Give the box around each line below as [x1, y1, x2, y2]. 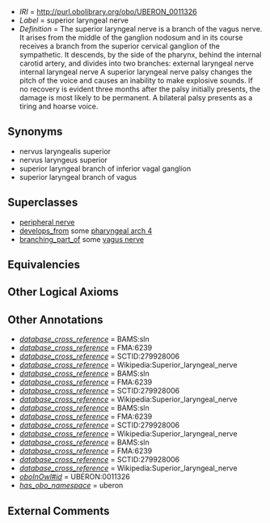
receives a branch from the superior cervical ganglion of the [19, 41, 220, 51]
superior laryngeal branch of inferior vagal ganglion [19, 164, 192, 173]
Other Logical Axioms [7, 285, 119, 299]
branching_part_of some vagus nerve [19, 234, 145, 244]
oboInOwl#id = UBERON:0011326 [19, 472, 130, 482]
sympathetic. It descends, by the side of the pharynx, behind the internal [19, 50, 262, 59]
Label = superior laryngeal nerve [19, 15, 129, 25]
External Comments [7, 504, 110, 517]
